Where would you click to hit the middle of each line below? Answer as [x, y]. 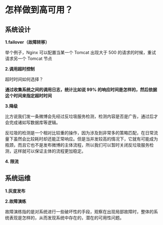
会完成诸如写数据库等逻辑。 [33, 122]
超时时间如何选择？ [24, 79]
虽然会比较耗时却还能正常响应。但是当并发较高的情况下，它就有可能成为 [86, 139]
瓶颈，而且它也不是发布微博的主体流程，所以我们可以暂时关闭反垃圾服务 [77, 145]
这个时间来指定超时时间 [28, 96]
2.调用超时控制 [20, 69]
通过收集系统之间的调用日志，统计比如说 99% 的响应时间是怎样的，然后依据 [81, 90]
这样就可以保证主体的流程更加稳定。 [49, 151]
